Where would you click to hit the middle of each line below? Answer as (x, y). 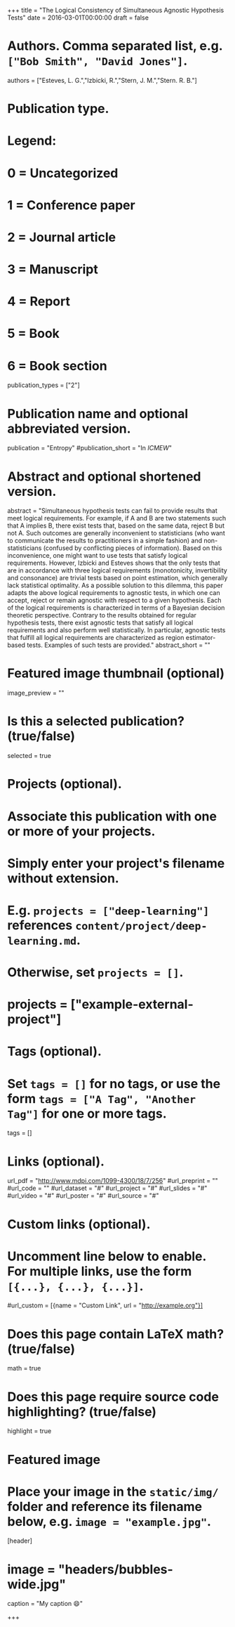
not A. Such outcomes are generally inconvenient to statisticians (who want (116, 533)
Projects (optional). (65, 784)
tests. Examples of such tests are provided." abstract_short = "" (119, 645)
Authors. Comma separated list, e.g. (115, 46)
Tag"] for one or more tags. (87, 1113)
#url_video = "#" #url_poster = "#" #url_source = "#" (83, 1196)
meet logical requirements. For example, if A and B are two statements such (117, 518)
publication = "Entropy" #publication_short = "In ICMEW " (90, 448)
